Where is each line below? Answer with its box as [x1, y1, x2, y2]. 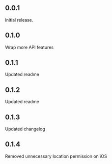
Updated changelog [5, 126, 46, 132]
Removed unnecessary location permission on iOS [5, 153, 107, 159]
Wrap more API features [5, 44, 54, 50]
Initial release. [5, 17, 33, 23]
